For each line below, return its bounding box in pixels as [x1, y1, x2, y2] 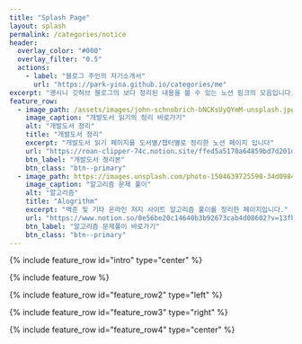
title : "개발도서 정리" [25, 130, 103, 139]
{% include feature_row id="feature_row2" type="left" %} [9, 289, 223, 301]
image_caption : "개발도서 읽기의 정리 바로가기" [25, 113, 187, 122]
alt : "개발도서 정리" [25, 122, 95, 131]
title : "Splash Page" [9, 13, 91, 22]
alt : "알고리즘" [25, 189, 79, 198]
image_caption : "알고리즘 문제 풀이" [25, 181, 152, 190]
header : [9, 38, 39, 48]
